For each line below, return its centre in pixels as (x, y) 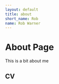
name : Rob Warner (23, 23)
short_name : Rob (22, 19)
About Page (29, 47)
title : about (18, 14)
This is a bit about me (27, 61)
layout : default (22, 10)
